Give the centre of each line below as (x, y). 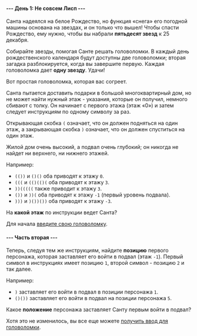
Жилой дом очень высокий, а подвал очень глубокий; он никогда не (92, 147)
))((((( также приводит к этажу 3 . (58, 189)
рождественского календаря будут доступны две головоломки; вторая (96, 58)
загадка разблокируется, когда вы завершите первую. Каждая (85, 64)
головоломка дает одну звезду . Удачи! (56, 70)
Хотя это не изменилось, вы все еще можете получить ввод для (87, 321)
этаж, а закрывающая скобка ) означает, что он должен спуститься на (96, 129)
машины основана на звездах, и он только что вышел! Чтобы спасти (93, 28)
